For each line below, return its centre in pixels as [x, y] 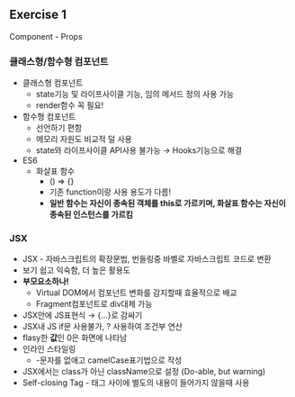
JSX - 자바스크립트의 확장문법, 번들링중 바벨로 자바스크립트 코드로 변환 [147, 259]
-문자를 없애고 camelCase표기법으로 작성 [109, 360]
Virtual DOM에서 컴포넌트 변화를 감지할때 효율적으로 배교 [136, 293]
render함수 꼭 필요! [70, 105]
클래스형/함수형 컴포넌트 [59, 61]
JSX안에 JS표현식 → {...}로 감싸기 [82, 315]
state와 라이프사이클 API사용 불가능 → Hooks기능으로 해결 [139, 150]
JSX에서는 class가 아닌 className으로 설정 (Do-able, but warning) [144, 372]
